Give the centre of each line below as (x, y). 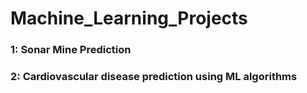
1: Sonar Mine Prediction (71, 50)
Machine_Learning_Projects (129, 18)
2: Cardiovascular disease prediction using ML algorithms (154, 77)
